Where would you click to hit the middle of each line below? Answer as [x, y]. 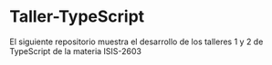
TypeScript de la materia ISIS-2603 [75, 51]
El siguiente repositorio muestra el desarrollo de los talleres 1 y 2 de [136, 42]
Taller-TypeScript [77, 17]
